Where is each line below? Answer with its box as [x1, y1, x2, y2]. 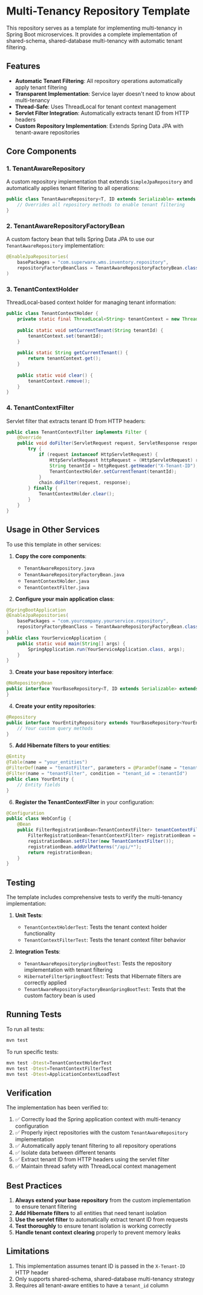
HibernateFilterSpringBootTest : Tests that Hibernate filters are [24, 973, 181, 980]
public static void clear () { [17, 372, 94, 378]
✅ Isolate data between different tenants [14, 1149, 116, 1156]
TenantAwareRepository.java [24, 565, 95, 572]
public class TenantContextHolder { [6, 311, 98, 317]
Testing [6, 877, 36, 888]
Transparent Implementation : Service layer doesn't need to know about [14, 90, 196, 97]
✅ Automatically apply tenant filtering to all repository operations [14, 1142, 176, 1150]
